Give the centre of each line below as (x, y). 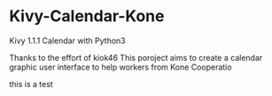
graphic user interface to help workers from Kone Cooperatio (120, 67)
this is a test (31, 84)
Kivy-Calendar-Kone (87, 16)
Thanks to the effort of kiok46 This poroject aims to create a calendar (136, 57)
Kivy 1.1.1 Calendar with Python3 (67, 41)
